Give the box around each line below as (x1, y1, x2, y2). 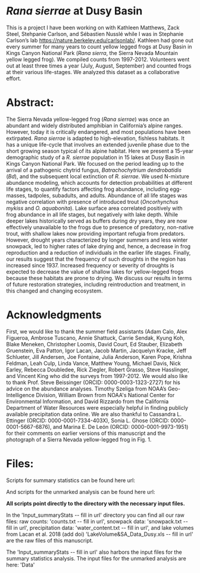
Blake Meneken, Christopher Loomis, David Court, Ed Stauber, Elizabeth (6, 340, 183, 348)
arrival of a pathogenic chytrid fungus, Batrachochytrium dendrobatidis (6, 166, 182, 173)
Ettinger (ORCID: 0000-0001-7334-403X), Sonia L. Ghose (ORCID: (6, 417, 170, 424)
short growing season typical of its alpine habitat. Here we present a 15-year (6, 147, 193, 154)
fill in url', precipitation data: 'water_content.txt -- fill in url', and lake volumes (6, 524, 194, 531)
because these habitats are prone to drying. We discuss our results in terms (6, 274, 192, 282)
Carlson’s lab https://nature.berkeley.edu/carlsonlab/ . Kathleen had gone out (6, 36, 193, 44)
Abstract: (6, 96, 54, 109)
